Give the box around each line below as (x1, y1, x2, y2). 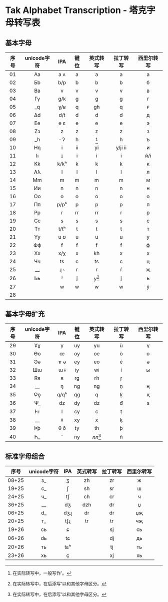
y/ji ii (115, 144, 126, 151)
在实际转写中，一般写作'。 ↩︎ (12, 570, 72, 576)
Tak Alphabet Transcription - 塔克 (5, 5, 147, 16)
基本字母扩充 (5, 310, 45, 318)
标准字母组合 (5, 452, 45, 460)
